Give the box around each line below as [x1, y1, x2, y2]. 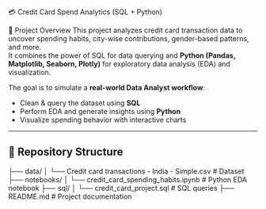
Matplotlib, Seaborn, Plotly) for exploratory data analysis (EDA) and [8, 59, 231, 68]
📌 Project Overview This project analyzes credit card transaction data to [8, 25, 243, 35]
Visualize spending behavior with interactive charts [19, 115, 187, 124]
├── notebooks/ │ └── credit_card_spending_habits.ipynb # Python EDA [8, 174, 248, 184]
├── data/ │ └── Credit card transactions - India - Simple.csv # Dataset [8, 166, 245, 176]
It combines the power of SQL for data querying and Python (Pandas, [8, 51, 236, 60]
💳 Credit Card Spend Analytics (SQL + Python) [8, 7, 163, 17]
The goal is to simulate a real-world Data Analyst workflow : [8, 83, 206, 92]
